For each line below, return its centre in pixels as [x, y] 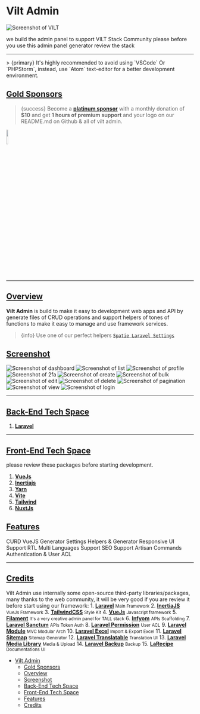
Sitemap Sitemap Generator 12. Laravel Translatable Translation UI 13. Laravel [96, 637]
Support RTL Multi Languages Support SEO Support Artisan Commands [94, 547]
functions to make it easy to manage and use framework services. [87, 323]
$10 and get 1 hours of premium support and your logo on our [97, 115]
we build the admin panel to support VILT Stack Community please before [97, 39]
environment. [22, 75]
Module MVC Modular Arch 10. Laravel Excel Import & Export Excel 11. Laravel [94, 631]
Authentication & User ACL [39, 554]
